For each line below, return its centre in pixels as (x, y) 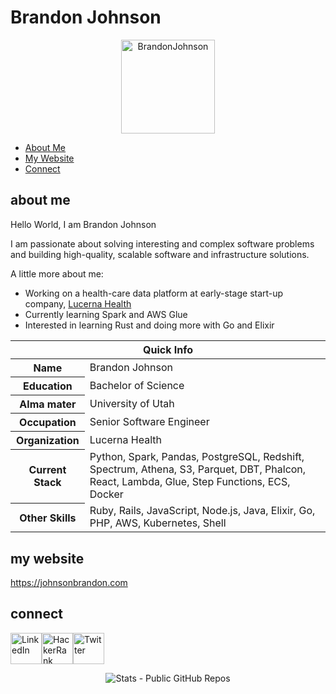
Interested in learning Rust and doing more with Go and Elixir (149, 325)
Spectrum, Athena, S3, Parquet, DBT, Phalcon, (198, 469)
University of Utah (132, 403)
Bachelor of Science (137, 385)
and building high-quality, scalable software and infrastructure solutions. (160, 254)
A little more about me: (57, 273)
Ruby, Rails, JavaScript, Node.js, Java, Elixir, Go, (202, 511)
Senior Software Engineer (149, 421)
